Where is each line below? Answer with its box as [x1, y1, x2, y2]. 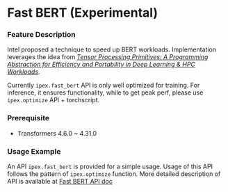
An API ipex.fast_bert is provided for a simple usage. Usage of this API [7, 162, 213, 171]
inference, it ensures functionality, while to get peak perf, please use [7, 88, 204, 97]
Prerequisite [7, 113, 50, 123]
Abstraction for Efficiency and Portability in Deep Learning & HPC [7, 61, 196, 69]
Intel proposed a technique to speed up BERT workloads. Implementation [7, 45, 217, 54]
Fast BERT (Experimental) [7, 5, 158, 21]
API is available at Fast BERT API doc [7, 177, 113, 186]
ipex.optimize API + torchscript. [7, 96, 100, 104]
